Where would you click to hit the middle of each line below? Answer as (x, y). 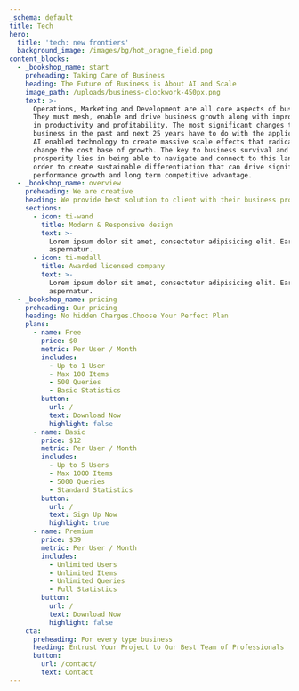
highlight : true (79, 523)
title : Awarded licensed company (103, 267)
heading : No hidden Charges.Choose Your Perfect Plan (127, 316)
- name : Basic (59, 432)
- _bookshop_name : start (63, 68)
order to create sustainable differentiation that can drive (149, 167)
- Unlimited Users (83, 564)
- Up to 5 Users (79, 465)
